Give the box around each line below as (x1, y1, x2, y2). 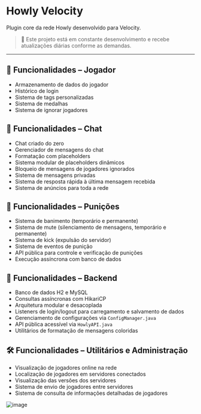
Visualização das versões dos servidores (14, 377, 117, 384)
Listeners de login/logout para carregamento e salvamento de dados (14, 308, 184, 315)
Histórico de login (14, 87, 59, 94)
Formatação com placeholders (14, 152, 91, 159)
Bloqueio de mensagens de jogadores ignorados (14, 165, 135, 172)
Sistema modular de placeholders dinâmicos (14, 159, 124, 166)
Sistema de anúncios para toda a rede (14, 184, 109, 191)
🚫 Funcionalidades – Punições (6, 201, 120, 211)
